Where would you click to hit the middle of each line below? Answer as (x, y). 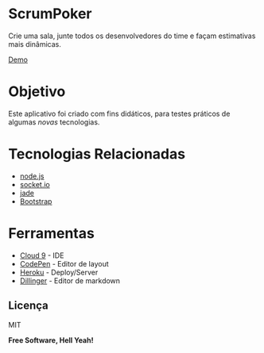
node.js (32, 176)
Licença (29, 306)
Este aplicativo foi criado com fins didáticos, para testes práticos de (119, 113)
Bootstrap (36, 201)
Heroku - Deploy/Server (59, 272)
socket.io (35, 184)
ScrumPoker (50, 14)
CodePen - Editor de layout (64, 263)
